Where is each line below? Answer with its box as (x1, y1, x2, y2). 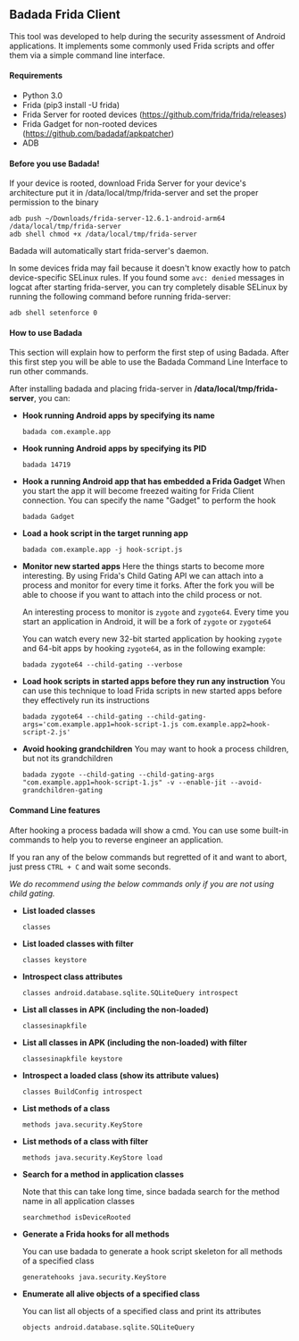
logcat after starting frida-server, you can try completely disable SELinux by (9, 281, 288, 293)
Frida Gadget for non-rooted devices (21, 119, 158, 130)
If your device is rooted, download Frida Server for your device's (9, 178, 247, 189)
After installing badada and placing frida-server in (9, 383, 193, 394)
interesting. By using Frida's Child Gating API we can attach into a (21, 571, 264, 582)
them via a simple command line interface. (9, 49, 165, 61)
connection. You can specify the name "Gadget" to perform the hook (21, 495, 277, 506)
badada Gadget (21, 513, 75, 522)
